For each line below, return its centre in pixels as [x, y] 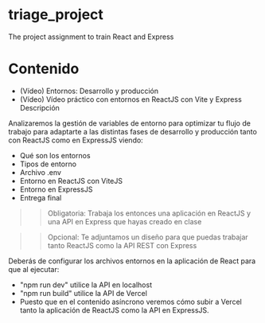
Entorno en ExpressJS [56, 189]
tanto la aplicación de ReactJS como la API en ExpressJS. [114, 310]
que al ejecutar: [34, 269]
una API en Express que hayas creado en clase [125, 221]
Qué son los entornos [55, 155]
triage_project [56, 15]
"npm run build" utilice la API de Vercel [83, 293]
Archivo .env [41, 172]
